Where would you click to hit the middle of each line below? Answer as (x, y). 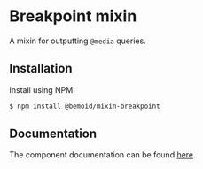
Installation (41, 69)
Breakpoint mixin (73, 16)
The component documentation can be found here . (103, 155)
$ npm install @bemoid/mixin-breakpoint (85, 106)
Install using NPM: (42, 89)
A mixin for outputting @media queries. (78, 41)
